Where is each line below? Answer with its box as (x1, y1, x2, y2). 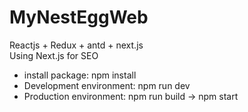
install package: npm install (23, 69, 137, 81)
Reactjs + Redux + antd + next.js (9, 39, 144, 51)
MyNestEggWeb (9, 6, 149, 29)
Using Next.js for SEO (9, 49, 99, 61)
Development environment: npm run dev (23, 79, 191, 91)
